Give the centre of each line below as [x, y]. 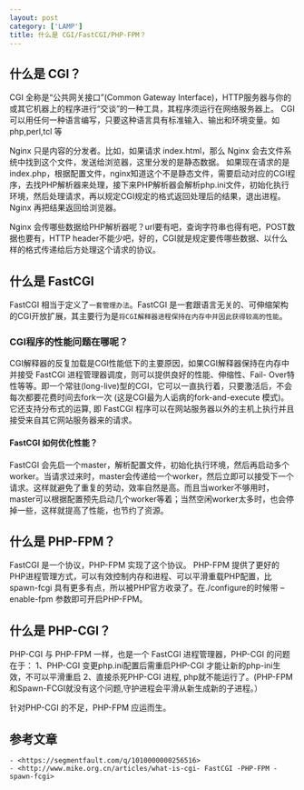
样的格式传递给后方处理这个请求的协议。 [85, 250]
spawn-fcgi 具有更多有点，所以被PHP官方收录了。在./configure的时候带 [144, 588]
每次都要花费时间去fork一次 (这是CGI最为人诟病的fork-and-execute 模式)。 [149, 397]
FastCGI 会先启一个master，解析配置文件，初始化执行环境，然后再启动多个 [150, 465]
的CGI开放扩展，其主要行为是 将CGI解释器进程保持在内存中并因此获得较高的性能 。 [148, 316]
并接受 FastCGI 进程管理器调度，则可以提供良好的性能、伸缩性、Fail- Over [148, 375]
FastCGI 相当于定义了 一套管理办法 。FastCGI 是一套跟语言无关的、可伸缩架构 [149, 305]
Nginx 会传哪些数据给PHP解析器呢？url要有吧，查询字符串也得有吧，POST [148, 227]
